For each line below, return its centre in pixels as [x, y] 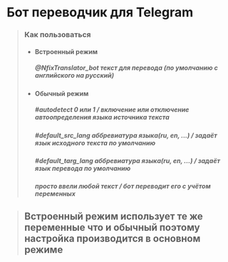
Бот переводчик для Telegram [100, 12]
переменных [55, 194]
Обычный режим [62, 93]
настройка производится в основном [112, 238]
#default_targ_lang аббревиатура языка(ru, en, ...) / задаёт [128, 161]
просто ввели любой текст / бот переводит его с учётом [123, 187]
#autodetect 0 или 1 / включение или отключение [112, 110]
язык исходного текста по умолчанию [95, 142]
